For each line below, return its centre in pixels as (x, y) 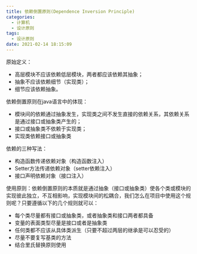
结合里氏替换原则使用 (40, 245)
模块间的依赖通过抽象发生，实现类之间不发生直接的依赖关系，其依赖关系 (102, 114)
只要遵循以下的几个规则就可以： (60, 203)
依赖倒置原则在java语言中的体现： (47, 101)
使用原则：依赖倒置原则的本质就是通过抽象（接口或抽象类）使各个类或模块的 (98, 188)
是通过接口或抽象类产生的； (48, 121)
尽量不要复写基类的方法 (43, 237)
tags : (13, 34)
